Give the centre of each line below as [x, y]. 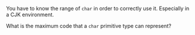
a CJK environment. [30, 15]
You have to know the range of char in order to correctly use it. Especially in [98, 8]
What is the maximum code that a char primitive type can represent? [89, 26]
